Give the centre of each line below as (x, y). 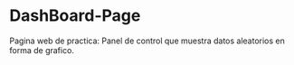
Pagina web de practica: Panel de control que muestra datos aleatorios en (147, 41)
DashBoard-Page (75, 16)
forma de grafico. (42, 50)
